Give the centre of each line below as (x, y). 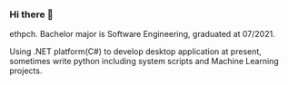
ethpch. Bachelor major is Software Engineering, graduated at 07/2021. (142, 34)
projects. (26, 71)
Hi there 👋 (32, 14)
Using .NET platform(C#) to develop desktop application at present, (135, 52)
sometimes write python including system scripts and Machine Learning (144, 61)
